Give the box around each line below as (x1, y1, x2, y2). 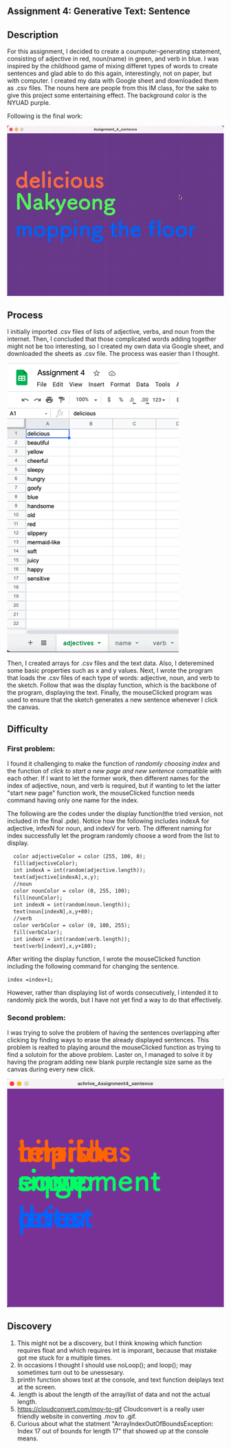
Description (7, 29, 58, 41)
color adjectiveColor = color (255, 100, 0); (13, 853, 146, 860)
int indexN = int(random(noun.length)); (13, 902, 131, 909)
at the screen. (16, 1382, 57, 1391)
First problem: (7, 744, 56, 753)
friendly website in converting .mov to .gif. (16, 1412, 137, 1420)
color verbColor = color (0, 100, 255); (13, 922, 131, 929)
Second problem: (7, 1013, 66, 1022)
